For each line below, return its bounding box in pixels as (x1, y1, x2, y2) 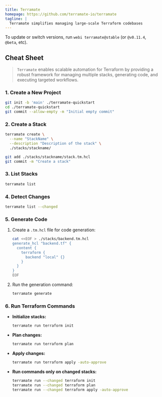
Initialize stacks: (12, 314, 46, 320)
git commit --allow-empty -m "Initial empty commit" (5, 110, 115, 114)
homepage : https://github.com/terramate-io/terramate (5, 12, 117, 17)
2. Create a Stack (5, 121, 47, 128)
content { (17, 245, 37, 250)
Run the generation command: (12, 282, 73, 287)
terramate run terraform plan (12, 342, 74, 347)
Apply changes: (12, 350, 45, 356)
